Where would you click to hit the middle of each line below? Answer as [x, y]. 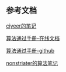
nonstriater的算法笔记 [32, 63]
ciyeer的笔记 [21, 26]
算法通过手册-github [30, 50]
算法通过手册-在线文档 [33, 38]
